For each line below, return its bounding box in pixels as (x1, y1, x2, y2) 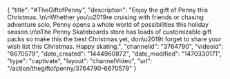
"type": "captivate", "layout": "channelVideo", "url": (7, 57, 153, 65)
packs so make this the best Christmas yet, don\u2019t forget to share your (7, 35, 222, 43)
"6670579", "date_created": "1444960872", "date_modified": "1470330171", (7, 49, 222, 58)
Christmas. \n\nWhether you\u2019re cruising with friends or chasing (7, 13, 204, 21)
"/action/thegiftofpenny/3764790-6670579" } (7, 65, 137, 72)
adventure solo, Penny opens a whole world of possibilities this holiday (7, 21, 209, 28)
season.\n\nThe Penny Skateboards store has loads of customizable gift (7, 27, 212, 36)
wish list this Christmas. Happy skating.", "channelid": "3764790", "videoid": (7, 43, 224, 50)
